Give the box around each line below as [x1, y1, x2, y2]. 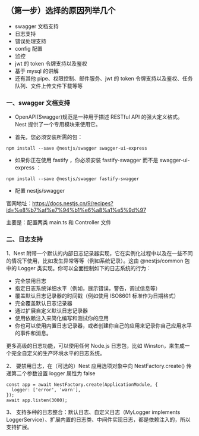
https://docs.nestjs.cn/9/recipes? [32, 200, 114, 207]
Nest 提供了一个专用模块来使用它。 [14, 121, 101, 128]
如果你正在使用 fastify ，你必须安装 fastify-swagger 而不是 [14, 157, 159, 164]
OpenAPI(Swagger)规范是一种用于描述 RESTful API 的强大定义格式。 [14, 113, 183, 120]
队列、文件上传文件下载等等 [14, 82, 83, 89]
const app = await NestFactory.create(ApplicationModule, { [6, 382, 159, 388]
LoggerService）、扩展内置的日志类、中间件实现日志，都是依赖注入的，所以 [6, 416, 191, 423]
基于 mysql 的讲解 [14, 67, 59, 75]
